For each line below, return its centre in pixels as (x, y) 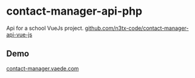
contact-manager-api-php (74, 11)
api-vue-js (19, 34)
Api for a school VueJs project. (45, 28)
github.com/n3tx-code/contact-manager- (137, 28)
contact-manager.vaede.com (43, 68)
